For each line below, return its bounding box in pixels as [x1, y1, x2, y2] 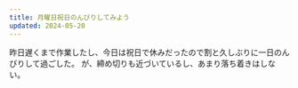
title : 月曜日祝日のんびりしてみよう [9, 12, 131, 22]
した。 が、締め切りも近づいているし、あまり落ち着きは [55, 58, 261, 68]
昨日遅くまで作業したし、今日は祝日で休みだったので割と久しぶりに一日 [9, 46, 274, 58]
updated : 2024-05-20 [9, 21, 86, 30]
